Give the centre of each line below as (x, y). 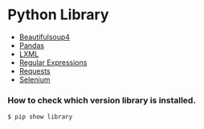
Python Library (58, 15)
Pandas (32, 45)
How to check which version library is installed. (102, 100)
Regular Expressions (53, 62)
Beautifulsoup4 (44, 37)
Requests (35, 71)
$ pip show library (40, 117)
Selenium (35, 79)
